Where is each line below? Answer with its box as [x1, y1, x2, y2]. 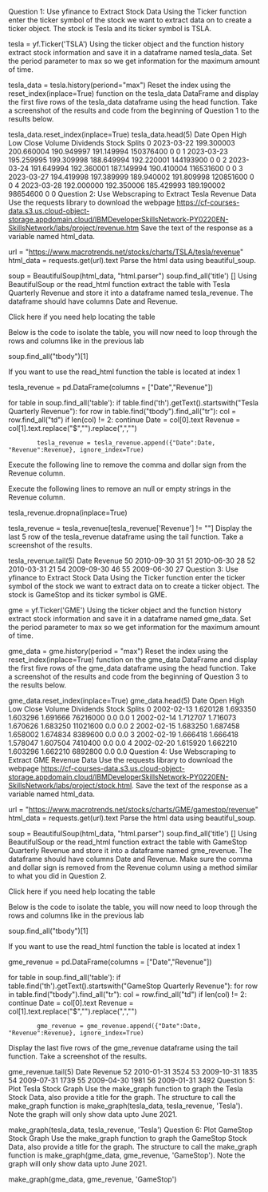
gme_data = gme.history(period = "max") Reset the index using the [8, 647, 229, 656]
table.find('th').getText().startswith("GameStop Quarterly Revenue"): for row [8, 981, 258, 991]
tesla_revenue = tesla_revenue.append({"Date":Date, [37, 439, 216, 447]
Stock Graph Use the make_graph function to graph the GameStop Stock [8, 1134, 247, 1142]
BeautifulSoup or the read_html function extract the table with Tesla [8, 280, 231, 289]
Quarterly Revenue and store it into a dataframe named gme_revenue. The [8, 846, 253, 855]
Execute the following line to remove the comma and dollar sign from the [8, 460, 247, 469]
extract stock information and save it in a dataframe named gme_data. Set [8, 614, 251, 623]
